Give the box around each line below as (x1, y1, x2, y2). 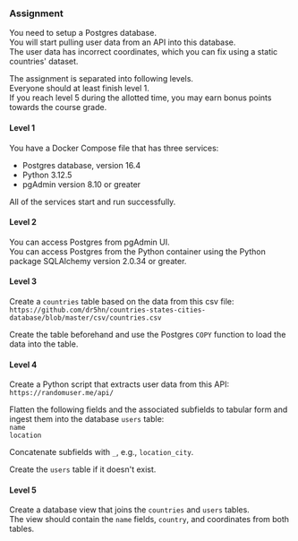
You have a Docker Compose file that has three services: (9, 142, 219, 153)
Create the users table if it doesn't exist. (9, 464, 157, 475)
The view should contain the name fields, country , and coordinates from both (9, 514, 289, 525)
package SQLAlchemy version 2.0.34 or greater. (9, 255, 187, 266)
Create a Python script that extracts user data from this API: (9, 379, 230, 390)
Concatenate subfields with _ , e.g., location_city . (9, 447, 194, 458)
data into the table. (9, 339, 79, 349)
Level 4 (9, 359, 38, 370)
